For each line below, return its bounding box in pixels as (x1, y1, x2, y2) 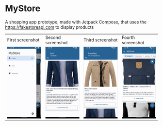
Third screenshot (83, 37, 118, 43)
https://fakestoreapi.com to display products (5, 24, 94, 30)
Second (45, 35, 61, 40)
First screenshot (7, 37, 40, 43)
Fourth (122, 35, 135, 40)
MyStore (5, 3, 41, 14)
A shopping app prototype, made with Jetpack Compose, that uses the (5, 19, 147, 25)
